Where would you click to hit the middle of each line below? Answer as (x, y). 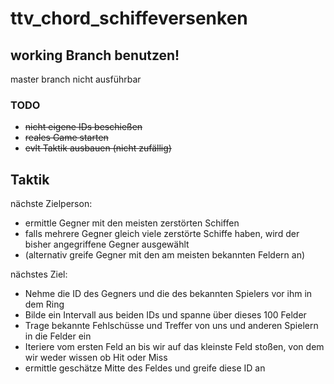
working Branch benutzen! (95, 55)
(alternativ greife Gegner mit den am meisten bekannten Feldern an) (165, 255)
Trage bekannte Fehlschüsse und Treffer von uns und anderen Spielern (171, 326)
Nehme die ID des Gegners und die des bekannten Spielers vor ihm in (168, 294)
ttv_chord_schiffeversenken (129, 18)
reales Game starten (66, 138)
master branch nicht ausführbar (76, 79)
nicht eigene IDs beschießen (83, 127)
